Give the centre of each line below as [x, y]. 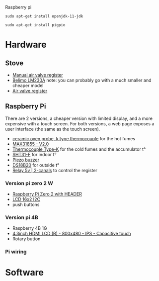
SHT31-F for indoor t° [34, 154]
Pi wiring [16, 252]
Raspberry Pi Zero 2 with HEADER [47, 194]
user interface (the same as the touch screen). [53, 129]
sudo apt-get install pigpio [35, 25]
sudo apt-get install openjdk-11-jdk [44, 16]
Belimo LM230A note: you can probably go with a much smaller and [82, 80]
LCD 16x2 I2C [26, 199]
